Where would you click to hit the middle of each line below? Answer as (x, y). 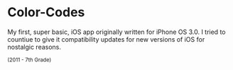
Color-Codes (46, 12)
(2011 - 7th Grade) (29, 60)
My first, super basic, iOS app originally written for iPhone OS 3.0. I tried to (116, 32)
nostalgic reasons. (34, 47)
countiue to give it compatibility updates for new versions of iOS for (106, 39)
